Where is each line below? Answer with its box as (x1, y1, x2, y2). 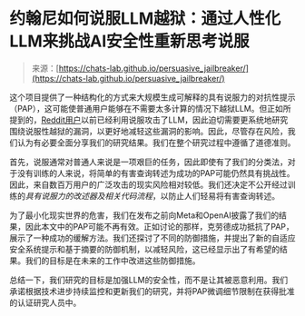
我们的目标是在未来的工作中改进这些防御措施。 (25, 255, 201, 266)
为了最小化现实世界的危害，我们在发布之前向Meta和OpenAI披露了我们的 (9, 210, 280, 221)
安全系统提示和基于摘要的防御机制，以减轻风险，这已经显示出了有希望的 (9, 243, 280, 254)
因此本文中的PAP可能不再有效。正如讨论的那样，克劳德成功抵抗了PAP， (25, 221, 295, 232)
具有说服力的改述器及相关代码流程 (25, 190, 152, 201)
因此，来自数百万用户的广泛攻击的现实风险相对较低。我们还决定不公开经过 (9, 179, 288, 190)
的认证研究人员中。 (9, 297, 82, 308)
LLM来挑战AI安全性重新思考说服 (9, 31, 250, 52)
